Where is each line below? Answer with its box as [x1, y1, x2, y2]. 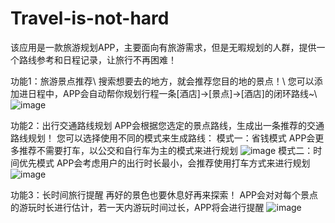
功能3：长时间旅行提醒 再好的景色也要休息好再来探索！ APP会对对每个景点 [10, 188, 319, 201]
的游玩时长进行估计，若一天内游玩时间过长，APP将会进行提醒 [10, 201, 265, 213]
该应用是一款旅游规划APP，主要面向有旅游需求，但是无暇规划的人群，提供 [10, 41, 317, 53]
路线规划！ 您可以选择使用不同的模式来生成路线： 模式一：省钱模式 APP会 [10, 132, 316, 144]
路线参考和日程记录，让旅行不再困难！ [18, 53, 177, 66]
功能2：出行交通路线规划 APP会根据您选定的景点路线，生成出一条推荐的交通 [10, 119, 325, 131]
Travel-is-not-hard [10, 7, 170, 30]
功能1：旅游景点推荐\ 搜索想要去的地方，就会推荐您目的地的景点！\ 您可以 [10, 75, 315, 87]
